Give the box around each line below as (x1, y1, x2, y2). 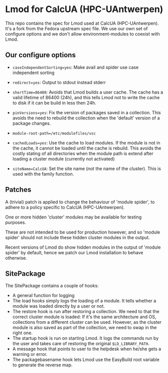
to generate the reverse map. (12, 362, 73, 368)
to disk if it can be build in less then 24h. (12, 100, 96, 106)
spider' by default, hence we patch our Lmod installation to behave (5, 249, 143, 255)
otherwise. (5, 255, 28, 261)
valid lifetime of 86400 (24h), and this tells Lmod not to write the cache (12, 94, 160, 100)
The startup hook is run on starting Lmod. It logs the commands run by (12, 335, 159, 341)
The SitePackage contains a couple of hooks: (5, 283, 99, 289)
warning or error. (12, 351, 48, 357)
